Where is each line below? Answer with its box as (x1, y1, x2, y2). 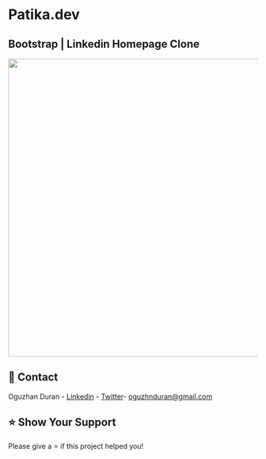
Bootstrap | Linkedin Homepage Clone (8, 37, 200, 51)
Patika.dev (8, 6, 81, 24)
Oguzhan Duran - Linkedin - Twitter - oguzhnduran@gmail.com (8, 391, 213, 401)
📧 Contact (8, 371, 59, 384)
